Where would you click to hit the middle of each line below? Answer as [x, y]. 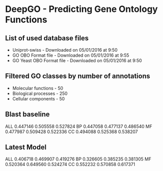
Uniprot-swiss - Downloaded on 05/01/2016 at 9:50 [65, 50]
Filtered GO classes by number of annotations [78, 76]
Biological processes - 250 [40, 93]
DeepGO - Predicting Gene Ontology [81, 9]
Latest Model [26, 147]
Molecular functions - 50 [38, 88]
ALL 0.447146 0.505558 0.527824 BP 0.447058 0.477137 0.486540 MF [79, 126]
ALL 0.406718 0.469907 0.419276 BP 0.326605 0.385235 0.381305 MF [78, 159]
